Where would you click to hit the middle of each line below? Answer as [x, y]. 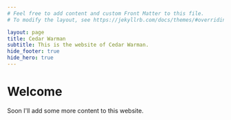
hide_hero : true [30, 58]
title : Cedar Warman [37, 38]
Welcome [35, 92]
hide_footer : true [33, 51]
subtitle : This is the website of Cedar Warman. [78, 45]
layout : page [26, 32]
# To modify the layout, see [49, 20]
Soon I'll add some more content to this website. [76, 110]
